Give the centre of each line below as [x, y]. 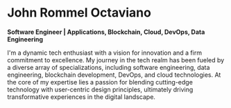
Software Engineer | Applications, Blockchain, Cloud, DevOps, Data [106, 32]
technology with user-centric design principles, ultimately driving [100, 89]
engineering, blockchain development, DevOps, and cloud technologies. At [114, 75]
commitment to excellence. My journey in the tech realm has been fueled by [116, 60]
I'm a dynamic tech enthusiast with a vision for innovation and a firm [105, 53]
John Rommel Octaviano [79, 13]
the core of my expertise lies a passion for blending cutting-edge [100, 82]
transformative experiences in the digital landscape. [82, 97]
